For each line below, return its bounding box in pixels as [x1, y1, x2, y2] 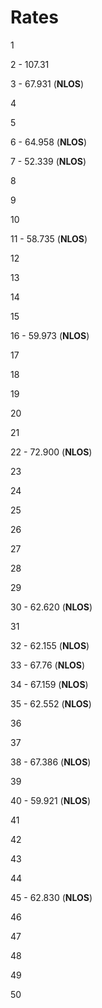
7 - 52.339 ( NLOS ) [10, 155, 87, 167]
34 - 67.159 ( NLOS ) [10, 678, 89, 690]
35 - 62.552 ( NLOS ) [10, 697, 92, 710]
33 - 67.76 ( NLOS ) [10, 659, 85, 671]
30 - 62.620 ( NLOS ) [10, 601, 93, 613]
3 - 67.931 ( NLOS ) [10, 77, 85, 90]
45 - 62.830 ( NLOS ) [10, 891, 93, 903]
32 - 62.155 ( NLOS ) [10, 639, 90, 651]
